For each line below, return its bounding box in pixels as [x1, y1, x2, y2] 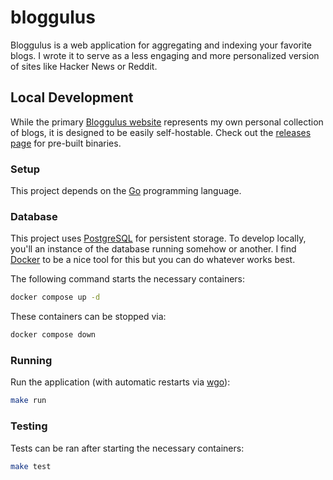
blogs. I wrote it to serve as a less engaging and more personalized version [10, 49, 320, 61]
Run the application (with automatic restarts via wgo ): [10, 376, 231, 388]
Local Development [10, 89, 134, 106]
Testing [10, 419, 48, 433]
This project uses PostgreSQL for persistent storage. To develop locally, [10, 232, 307, 245]
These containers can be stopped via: [10, 311, 167, 323]
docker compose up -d [10, 292, 101, 303]
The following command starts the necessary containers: [10, 273, 246, 285]
